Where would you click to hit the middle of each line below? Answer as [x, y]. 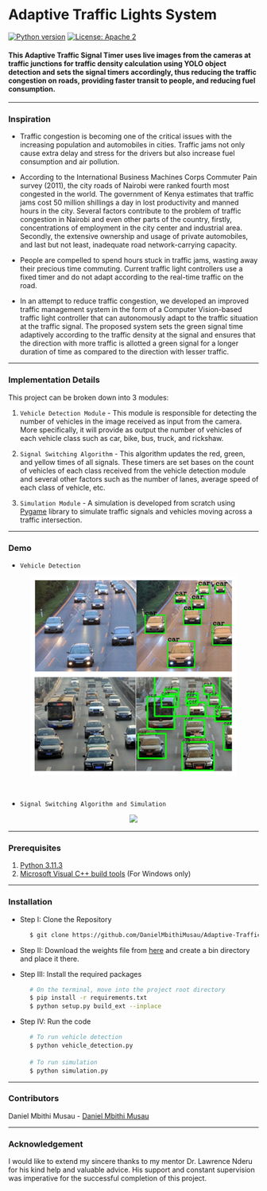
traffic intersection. [51, 520]
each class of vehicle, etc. [62, 487]
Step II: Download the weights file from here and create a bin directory [135, 950]
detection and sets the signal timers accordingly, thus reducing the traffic [132, 72]
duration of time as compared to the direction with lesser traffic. [124, 352]
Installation [31, 902]
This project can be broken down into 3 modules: [89, 397]
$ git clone [49, 935]
